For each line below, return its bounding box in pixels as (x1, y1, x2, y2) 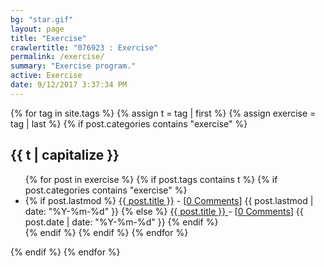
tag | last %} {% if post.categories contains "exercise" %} (10, 117, 248, 130)
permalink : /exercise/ (10, 52, 105, 62)
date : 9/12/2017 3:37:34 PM (10, 80, 128, 90)
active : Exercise (10, 71, 83, 81)
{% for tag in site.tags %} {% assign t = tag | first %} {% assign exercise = (10, 107, 317, 119)
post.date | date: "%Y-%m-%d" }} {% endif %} (24, 216, 219, 228)
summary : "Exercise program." (10, 61, 137, 71)
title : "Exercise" (10, 33, 87, 43)
